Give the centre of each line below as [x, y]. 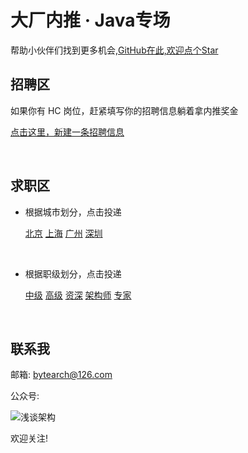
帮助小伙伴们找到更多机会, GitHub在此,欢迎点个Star [114, 50]
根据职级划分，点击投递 [73, 273]
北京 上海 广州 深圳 [63, 233]
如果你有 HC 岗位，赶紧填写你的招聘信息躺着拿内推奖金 [124, 110]
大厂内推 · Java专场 [90, 20]
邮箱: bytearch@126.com [61, 375]
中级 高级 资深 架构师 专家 [78, 295]
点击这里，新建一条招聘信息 [67, 132]
